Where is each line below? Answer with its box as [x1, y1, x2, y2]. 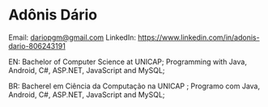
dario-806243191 [8, 41, 66, 50]
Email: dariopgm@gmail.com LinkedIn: [8, 32, 136, 42]
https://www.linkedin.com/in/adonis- [137, 32, 261, 42]
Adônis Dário [8, 6, 98, 24]
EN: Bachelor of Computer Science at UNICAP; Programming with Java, [8, 57, 247, 66]
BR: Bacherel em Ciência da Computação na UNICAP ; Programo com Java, [8, 81, 261, 91]
